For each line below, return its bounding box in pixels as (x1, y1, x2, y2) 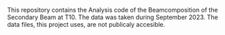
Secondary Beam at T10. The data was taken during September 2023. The (7, 13, 219, 21)
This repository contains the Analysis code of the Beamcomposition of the (7, 6, 219, 14)
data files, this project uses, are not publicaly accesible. (7, 21, 166, 28)
